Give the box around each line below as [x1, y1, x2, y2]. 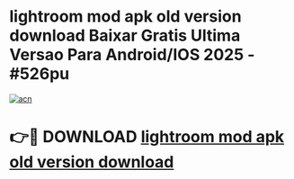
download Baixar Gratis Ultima [9, 25, 241, 46]
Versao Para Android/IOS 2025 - [9, 45, 255, 65]
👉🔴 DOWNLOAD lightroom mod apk [9, 127, 285, 148]
